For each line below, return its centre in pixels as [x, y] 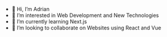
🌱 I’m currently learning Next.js [49, 21]
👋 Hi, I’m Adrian [31, 9]
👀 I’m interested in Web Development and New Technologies [85, 15]
